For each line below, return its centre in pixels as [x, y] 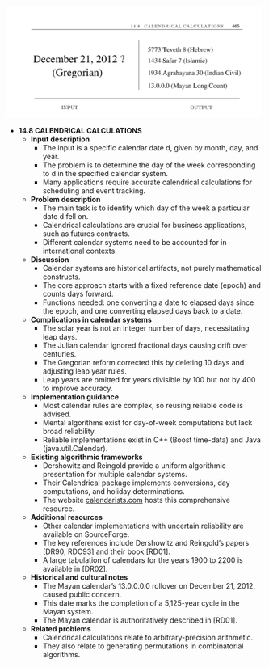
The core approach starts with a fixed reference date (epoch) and [151, 285]
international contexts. [80, 251]
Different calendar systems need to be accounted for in [134, 242]
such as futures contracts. [86, 234]
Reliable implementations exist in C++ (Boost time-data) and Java [151, 440]
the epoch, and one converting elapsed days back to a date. [143, 311]
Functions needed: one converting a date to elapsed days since [148, 302]
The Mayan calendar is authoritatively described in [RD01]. [140, 620]
